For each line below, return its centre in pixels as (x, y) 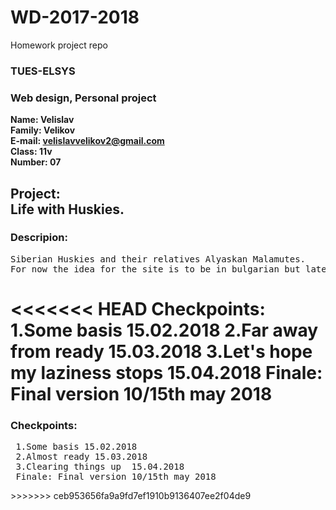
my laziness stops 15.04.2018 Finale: (166, 373)
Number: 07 (36, 162)
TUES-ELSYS (43, 71)
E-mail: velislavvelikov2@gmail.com (87, 141)
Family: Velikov (43, 130)
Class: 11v (31, 152)
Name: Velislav (42, 120)
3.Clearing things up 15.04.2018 (100, 467)
